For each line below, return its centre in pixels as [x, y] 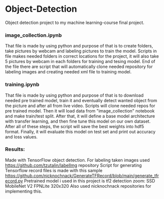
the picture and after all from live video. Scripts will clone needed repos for [80, 106]
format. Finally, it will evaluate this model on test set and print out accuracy [80, 132]
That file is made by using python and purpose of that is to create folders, [79, 46]
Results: [15, 149]
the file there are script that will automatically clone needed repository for [79, 66]
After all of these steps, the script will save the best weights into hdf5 [75, 126]
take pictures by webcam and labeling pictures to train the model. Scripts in [81, 51]
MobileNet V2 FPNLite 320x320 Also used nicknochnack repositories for [78, 186]
